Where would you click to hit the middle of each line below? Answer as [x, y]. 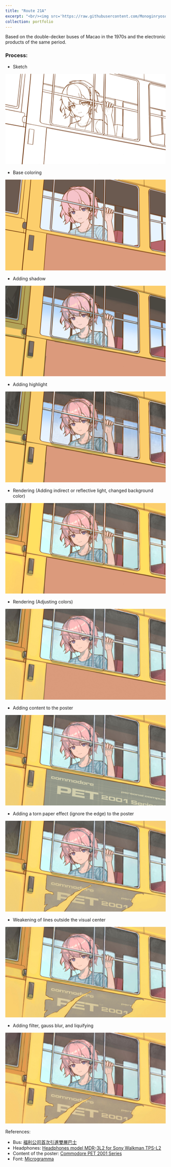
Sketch [20, 66]
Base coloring [27, 173]
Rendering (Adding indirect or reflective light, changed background [83, 490]
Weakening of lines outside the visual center [59, 919]
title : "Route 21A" [26, 11]
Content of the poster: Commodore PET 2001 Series [67, 1153]
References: [18, 1131]
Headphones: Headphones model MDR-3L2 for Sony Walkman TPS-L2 [87, 1148]
